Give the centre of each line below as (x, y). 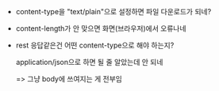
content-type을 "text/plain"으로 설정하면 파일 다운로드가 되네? (113, 11)
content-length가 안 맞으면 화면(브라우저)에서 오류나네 (101, 28)
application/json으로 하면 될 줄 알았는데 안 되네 (89, 62)
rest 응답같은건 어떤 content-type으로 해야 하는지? (95, 45)
